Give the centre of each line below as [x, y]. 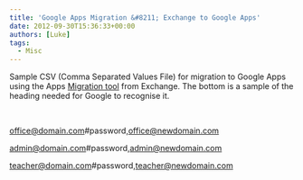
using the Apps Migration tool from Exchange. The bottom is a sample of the [151, 86]
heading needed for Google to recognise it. [90, 96]
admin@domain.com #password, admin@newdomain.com [116, 148]
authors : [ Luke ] [40, 34]
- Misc [30, 51]
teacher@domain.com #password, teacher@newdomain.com [121, 166]
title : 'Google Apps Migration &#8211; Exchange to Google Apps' [135, 18]
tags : [19, 43]
